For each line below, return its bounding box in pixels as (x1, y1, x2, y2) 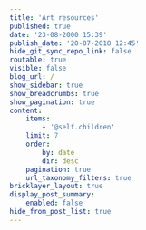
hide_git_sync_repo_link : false (9, 47, 131, 56)
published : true (9, 22, 71, 31)
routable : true (9, 55, 67, 64)
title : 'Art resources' (9, 13, 100, 23)
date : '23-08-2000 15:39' (9, 30, 107, 39)
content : (9, 106, 43, 115)
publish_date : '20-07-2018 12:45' (9, 38, 141, 48)
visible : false (9, 64, 67, 73)
